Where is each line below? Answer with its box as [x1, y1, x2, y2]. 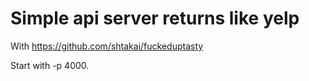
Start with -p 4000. [10, 59, 90, 71]
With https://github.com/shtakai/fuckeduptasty [10, 40, 204, 52]
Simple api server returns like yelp [10, 7, 300, 30]
